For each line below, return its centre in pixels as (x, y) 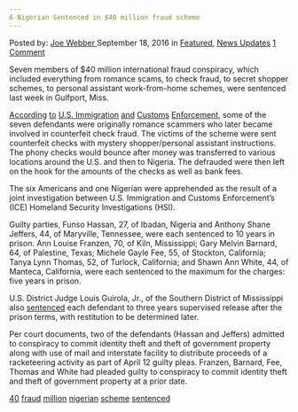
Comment (27, 52)
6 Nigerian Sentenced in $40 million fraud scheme (105, 17)
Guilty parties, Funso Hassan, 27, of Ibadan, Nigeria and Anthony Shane (140, 224)
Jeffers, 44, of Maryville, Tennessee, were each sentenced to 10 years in (142, 233)
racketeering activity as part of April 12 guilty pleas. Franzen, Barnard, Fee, (146, 362)
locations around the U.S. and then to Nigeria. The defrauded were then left (147, 161)
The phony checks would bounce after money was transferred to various (142, 152)
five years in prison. (45, 281)
